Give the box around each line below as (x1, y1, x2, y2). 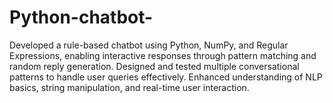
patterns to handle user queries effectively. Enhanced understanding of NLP (9, 71, 323, 83)
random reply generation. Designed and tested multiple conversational (9, 60, 300, 72)
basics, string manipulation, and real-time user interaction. (9, 81, 250, 93)
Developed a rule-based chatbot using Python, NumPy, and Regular (9, 39, 289, 51)
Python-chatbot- (9, 6, 154, 29)
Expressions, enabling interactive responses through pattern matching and (9, 49, 317, 61)
